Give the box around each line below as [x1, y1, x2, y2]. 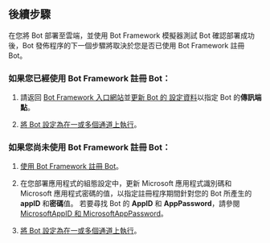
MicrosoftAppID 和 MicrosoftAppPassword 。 [19, 208, 169, 219]
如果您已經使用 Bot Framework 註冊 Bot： [8, 72, 171, 84]
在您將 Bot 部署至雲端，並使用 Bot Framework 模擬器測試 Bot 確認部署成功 [8, 31, 255, 40]
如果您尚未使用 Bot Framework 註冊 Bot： [8, 142, 171, 153]
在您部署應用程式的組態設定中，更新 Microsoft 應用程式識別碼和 [19, 179, 232, 188]
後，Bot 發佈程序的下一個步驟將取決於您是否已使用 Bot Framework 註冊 [8, 40, 245, 50]
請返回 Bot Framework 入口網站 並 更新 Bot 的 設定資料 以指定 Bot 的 [19, 93, 241, 102]
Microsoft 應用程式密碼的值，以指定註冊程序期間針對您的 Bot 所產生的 [19, 188, 252, 199]
